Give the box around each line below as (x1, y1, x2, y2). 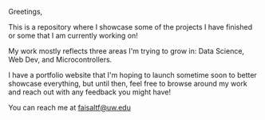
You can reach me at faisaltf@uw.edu (8, 103, 132, 112)
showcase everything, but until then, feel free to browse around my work (8, 79, 247, 88)
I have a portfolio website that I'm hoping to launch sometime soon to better (8, 70, 257, 79)
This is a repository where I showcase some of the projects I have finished (8, 22, 253, 31)
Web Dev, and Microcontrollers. (8, 55, 113, 64)
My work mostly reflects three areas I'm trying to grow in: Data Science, (8, 46, 245, 55)
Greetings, (8, 7, 43, 16)
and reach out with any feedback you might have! (8, 87, 172, 97)
